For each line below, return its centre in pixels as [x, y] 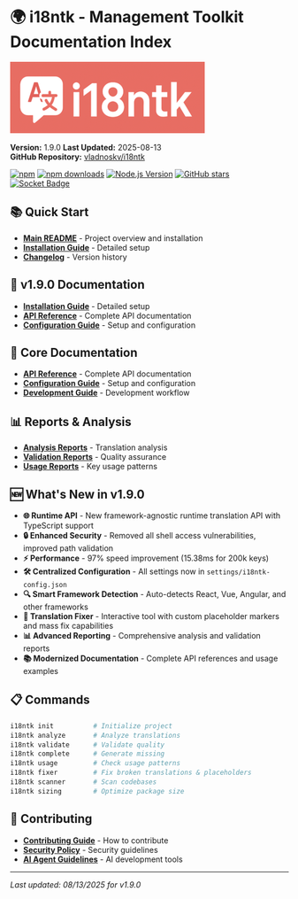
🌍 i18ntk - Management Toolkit [127, 17]
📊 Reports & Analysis [71, 422]
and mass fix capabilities [68, 626]
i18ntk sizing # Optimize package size [97, 791]
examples [40, 671]
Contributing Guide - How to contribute [96, 840]
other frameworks [56, 607]
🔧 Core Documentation [74, 352]
